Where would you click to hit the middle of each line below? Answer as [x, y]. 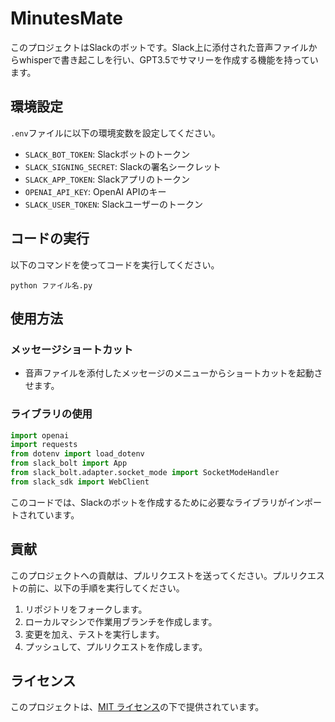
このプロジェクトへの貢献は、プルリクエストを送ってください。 [141, 575]
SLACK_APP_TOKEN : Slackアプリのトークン [107, 179]
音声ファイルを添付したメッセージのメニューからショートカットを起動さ [173, 373]
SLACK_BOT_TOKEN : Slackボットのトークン [107, 154]
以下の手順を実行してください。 [119, 588]
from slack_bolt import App [69, 463]
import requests [44, 445]
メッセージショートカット [71, 349]
